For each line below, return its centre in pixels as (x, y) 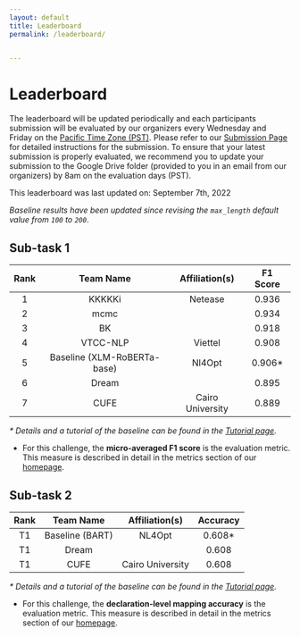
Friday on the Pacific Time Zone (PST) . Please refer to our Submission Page (149, 138)
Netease (207, 299)
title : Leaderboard (46, 26)
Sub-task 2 (41, 495)
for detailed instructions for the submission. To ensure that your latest (137, 147)
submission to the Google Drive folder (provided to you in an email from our (148, 166)
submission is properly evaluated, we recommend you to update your (137, 156)
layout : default (39, 17)
